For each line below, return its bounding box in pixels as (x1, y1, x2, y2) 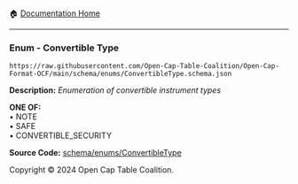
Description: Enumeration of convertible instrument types (9, 85, 222, 96)
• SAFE (9, 121, 36, 132)
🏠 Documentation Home (9, 8, 100, 19)
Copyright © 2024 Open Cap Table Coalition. (9, 165, 175, 175)
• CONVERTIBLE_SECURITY (9, 130, 113, 141)
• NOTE (9, 111, 38, 122)
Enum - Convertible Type (9, 42, 120, 54)
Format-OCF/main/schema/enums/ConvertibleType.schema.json (9, 70, 232, 79)
